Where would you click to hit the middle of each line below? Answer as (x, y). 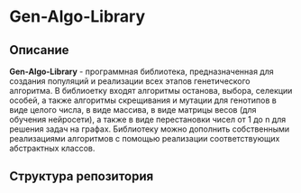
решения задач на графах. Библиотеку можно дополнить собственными (150, 129)
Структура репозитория (82, 176)
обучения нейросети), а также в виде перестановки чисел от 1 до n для (148, 119)
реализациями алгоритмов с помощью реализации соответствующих (145, 138)
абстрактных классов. (52, 148)
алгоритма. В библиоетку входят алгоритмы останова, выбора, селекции (151, 91)
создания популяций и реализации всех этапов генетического (130, 81)
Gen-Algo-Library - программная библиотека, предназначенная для (141, 71)
